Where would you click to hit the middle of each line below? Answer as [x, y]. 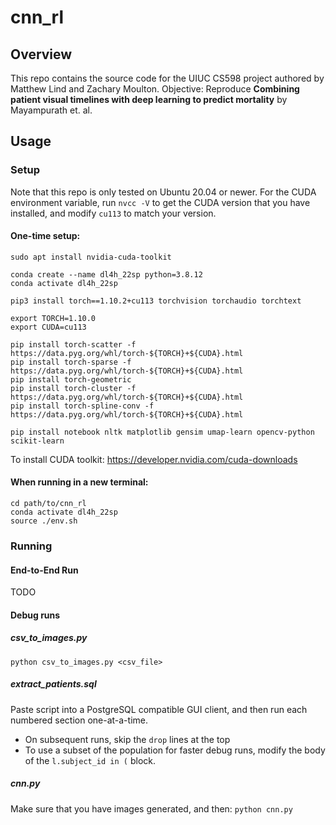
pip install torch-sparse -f [71, 362]
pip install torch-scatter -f [73, 344]
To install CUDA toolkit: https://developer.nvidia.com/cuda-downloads [154, 459]
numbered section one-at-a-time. [79, 720]
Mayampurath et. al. [51, 110]
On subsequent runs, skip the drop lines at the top [127, 739]
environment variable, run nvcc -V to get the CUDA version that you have [160, 202]
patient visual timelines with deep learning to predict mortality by [149, 99]
